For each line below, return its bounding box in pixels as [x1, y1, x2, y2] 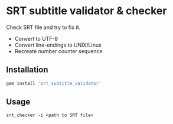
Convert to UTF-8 [14, 35, 58, 42]
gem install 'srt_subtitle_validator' [6, 80, 102, 86]
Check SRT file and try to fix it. [6, 24, 81, 31]
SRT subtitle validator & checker [6, 4, 167, 18]
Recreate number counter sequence [14, 47, 103, 54]
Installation [6, 65, 48, 75]
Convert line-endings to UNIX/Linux [14, 41, 102, 48]
